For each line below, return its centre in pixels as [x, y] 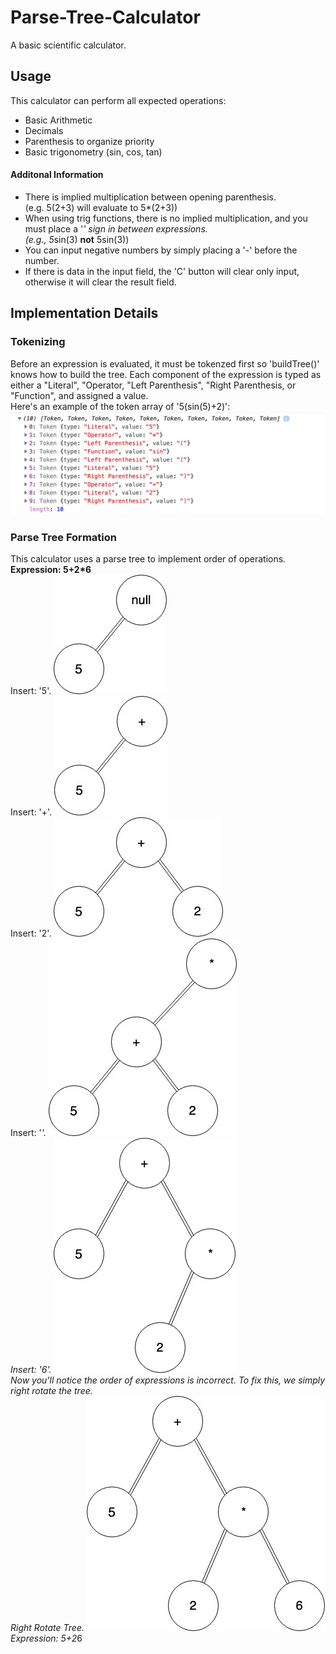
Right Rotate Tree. [47, 1628]
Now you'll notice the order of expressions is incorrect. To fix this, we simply [168, 1380]
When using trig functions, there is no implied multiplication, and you [166, 218]
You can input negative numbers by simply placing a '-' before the [161, 250]
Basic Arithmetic [58, 120]
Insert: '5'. [31, 691]
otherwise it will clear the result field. [100, 282]
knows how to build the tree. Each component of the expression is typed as [166, 374]
